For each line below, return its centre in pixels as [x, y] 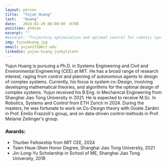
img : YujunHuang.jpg [27, 42]
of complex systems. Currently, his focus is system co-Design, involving [79, 82]
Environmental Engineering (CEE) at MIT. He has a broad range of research [82, 71]
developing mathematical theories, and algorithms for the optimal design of [82, 87]
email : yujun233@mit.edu [31, 47]
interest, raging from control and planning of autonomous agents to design [82, 76]
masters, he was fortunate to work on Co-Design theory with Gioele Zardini [82, 108]
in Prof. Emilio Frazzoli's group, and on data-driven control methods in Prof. [82, 113]
